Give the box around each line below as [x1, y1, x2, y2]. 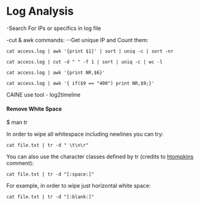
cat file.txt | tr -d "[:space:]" [6, 171, 95, 178]
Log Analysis [6, 4, 74, 18]
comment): [6, 160, 34, 167]
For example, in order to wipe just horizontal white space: [6, 182, 151, 189]
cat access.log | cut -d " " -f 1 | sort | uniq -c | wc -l [6, 59, 163, 65]
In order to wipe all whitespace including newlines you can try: [6, 130, 164, 138]
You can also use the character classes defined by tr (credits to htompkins [6, 153, 194, 160]
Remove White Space [6, 105, 62, 112]
